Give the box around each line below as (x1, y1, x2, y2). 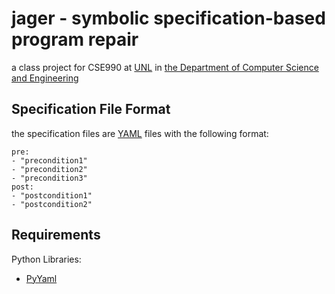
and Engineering (11, 72, 79, 84)
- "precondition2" (11, 164, 88, 174)
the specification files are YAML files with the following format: (11, 127, 269, 139)
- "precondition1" (11, 155, 88, 166)
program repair (11, 28, 139, 51)
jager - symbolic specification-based (11, 7, 326, 30)
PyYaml (25, 272, 58, 284)
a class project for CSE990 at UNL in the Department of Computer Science (11, 61, 319, 73)
